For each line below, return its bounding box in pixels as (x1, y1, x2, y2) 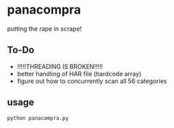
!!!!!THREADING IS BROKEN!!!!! (16, 62, 103, 70)
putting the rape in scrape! (7, 25, 82, 33)
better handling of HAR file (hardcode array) (16, 69, 142, 78)
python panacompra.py (7, 114, 69, 121)
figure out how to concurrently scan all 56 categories (16, 77, 167, 85)
